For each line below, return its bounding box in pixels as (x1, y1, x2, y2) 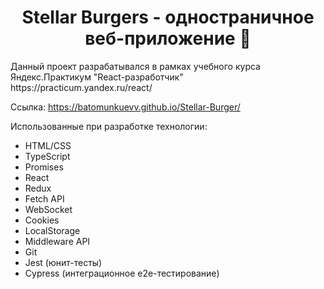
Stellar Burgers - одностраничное (21, 6, 315, 29)
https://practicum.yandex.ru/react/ (10, 81, 153, 93)
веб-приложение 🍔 (84, 27, 252, 50)
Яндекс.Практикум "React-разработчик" (10, 71, 184, 83)
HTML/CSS (24, 139, 72, 151)
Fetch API (24, 192, 65, 205)
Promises (24, 161, 64, 173)
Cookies (24, 214, 60, 226)
